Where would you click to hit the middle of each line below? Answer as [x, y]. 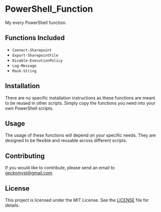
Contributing [25, 156]
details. [12, 205]
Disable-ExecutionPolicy [37, 60]
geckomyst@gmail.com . [29, 173]
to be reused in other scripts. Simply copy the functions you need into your [80, 103]
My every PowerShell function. [36, 23]
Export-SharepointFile [35, 55]
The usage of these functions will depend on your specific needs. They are [80, 135]
